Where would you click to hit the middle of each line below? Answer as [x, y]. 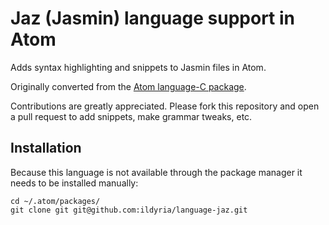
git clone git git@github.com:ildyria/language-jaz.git [129, 210]
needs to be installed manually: [74, 183]
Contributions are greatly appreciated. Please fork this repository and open [165, 106]
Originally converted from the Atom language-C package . [128, 86]
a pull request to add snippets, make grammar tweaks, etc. [131, 116]
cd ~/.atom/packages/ [55, 201]
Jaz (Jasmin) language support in [152, 18]
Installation [46, 148]
